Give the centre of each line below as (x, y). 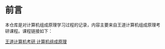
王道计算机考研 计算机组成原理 (36, 41)
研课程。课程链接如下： (29, 31)
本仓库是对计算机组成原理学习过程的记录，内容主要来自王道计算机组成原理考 (83, 25)
